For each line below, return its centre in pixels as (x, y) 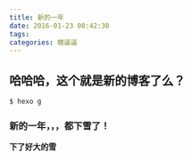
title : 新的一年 (37, 17)
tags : (19, 34)
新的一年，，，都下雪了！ (59, 125)
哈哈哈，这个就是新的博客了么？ (97, 80)
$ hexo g (25, 102)
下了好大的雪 (33, 147)
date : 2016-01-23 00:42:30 (59, 26)
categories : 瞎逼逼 (43, 42)
